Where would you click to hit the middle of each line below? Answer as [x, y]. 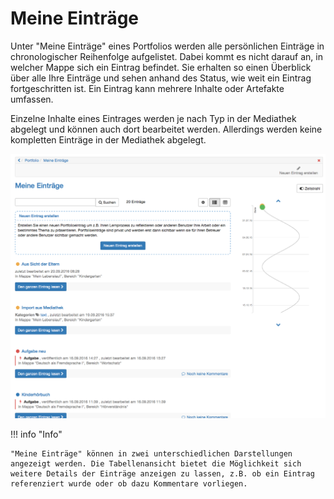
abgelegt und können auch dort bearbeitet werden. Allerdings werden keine [166, 129]
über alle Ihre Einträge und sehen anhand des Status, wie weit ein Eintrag [161, 78]
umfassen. [32, 99]
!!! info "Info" [36, 434]
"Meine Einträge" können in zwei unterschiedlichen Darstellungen [151, 453]
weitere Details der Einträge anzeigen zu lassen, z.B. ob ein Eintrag [162, 473]
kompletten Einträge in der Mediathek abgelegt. [108, 139]
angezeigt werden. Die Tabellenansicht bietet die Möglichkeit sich [156, 463]
